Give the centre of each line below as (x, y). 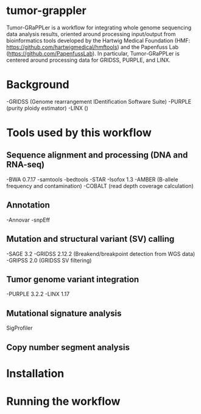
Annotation (28, 205)
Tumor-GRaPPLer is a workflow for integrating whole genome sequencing (99, 27)
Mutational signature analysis (64, 313)
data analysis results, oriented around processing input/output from (91, 34)
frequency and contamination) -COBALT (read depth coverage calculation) (100, 186)
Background (38, 85)
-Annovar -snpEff (28, 220)
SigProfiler (19, 328)
